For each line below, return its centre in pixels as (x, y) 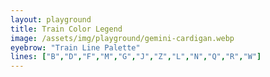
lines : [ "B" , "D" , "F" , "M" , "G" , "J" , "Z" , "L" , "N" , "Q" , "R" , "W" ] (136, 57)
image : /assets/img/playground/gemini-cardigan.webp (122, 38)
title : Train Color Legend (66, 29)
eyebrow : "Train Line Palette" (75, 47)
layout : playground (51, 19)
